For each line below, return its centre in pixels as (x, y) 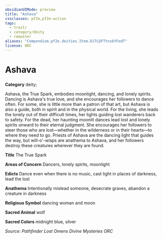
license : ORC (18, 46)
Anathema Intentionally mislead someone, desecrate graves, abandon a (77, 188)
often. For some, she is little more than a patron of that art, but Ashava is (78, 104)
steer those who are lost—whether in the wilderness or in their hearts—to (79, 130)
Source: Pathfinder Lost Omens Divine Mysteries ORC (59, 231)
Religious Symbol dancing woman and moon (50, 203)
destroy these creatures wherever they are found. (55, 145)
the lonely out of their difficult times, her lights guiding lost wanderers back (80, 114)
